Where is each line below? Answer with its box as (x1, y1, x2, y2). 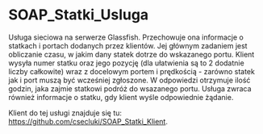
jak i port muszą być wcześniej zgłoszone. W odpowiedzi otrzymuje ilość (8, 75, 251, 85)
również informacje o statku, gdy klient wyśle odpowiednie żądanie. (8, 92, 234, 102)
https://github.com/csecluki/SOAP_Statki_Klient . (8, 116, 168, 126)
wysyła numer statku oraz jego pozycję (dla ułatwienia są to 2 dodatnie (8, 58, 244, 68)
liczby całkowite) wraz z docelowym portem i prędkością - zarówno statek (8, 66, 256, 76)
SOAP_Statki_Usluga (8, 6, 149, 24)
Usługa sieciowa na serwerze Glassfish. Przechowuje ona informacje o (8, 32, 244, 42)
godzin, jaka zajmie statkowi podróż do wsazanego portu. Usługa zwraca (8, 83, 252, 94)
